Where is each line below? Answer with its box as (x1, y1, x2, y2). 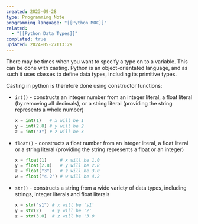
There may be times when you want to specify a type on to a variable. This (6, 57, 188, 65)
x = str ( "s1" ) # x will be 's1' (14, 202, 95, 208)
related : (6, 25, 28, 31)
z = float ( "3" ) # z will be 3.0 (14, 168, 100, 174)
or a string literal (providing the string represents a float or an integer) (14, 146, 184, 153)
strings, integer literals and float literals (14, 191, 110, 197)
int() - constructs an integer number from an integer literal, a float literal (14, 93, 193, 101)
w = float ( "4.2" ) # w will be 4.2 (14, 174, 100, 180)
